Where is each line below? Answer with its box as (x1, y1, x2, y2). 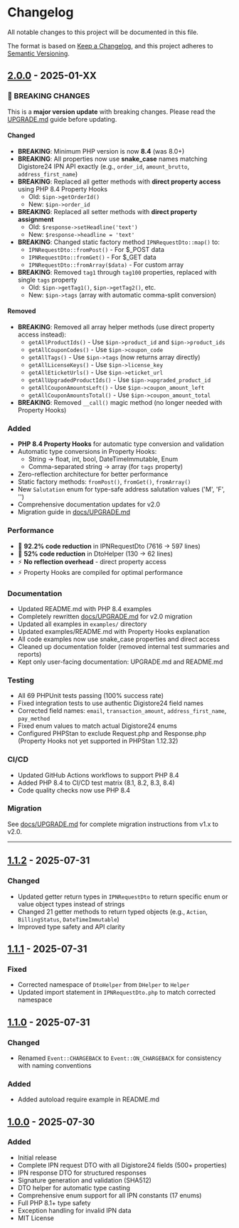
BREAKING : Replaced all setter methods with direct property (17, 207, 198, 216)
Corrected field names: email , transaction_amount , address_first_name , (17, 706, 227, 715)
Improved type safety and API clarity (17, 922, 125, 931)
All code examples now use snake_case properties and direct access (17, 635, 221, 643)
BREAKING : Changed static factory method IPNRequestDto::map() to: (17, 238, 221, 246)
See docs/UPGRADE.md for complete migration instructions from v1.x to (7, 820, 219, 828)
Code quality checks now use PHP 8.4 (17, 785, 130, 794)
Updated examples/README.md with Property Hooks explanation (17, 627, 210, 635)
